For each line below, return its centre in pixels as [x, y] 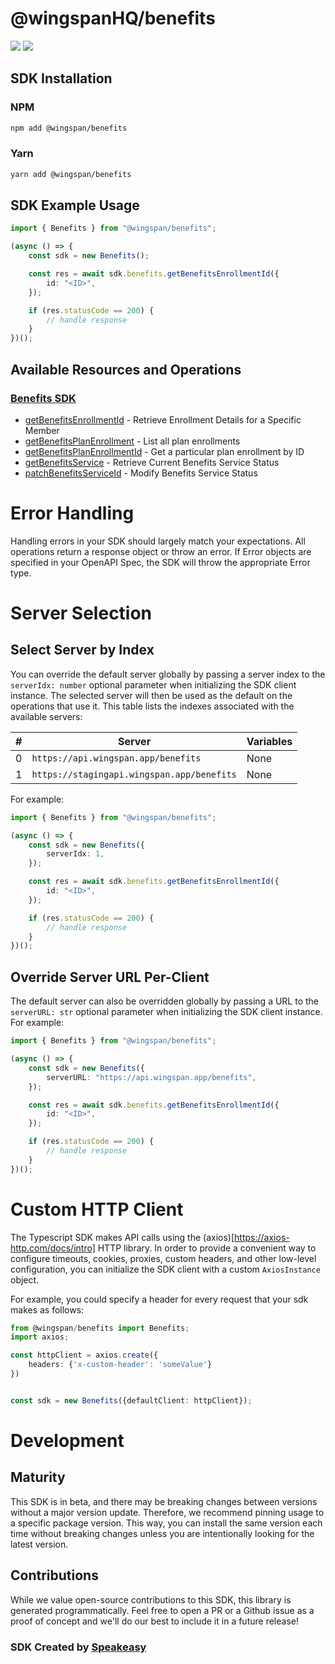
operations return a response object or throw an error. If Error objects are [161, 551]
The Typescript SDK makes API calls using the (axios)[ [122, 1237]
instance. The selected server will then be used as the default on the [151, 695]
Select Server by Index [82, 650]
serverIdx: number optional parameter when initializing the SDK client [153, 684]
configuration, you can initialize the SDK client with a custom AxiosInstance [165, 1269]
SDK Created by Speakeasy [78, 1647]
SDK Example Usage [75, 205]
